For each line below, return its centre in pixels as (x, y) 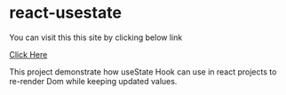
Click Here (28, 54)
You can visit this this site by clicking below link (96, 37)
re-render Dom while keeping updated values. (93, 81)
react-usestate (66, 13)
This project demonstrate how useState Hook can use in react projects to (143, 71)
